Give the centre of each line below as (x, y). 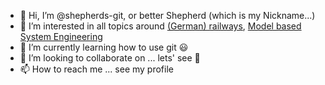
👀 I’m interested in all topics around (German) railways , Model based (160, 26)
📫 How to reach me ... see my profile (96, 69)
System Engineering (61, 36)
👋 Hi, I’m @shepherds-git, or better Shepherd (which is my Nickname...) (167, 15)
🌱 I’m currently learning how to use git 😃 (104, 47)
